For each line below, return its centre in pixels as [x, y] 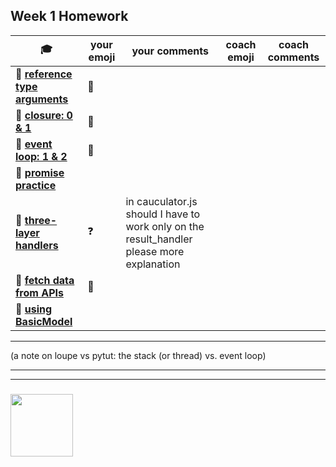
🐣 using [34, 309]
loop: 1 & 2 [41, 156]
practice [36, 185]
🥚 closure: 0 [44, 115]
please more [155, 251]
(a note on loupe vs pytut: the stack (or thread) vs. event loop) [138, 355]
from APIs [39, 292]
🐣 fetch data [45, 280]
